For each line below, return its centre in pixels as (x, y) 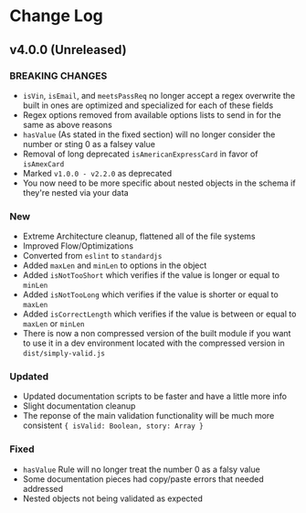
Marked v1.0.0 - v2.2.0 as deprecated (97, 173)
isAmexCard (43, 164)
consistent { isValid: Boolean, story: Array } (113, 425)
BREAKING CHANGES (58, 76)
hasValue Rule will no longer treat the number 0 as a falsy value (141, 469)
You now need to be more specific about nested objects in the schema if (159, 183)
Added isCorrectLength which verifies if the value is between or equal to (159, 314)
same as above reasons (67, 124)
